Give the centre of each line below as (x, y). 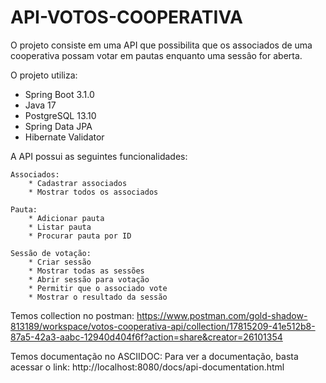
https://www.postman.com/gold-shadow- (222, 315)
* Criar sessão (60, 262)
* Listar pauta (60, 227)
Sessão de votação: (51, 253)
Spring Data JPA (58, 126)
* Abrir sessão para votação (89, 279)
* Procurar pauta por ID (80, 236)
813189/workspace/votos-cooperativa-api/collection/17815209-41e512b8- (163, 326)
